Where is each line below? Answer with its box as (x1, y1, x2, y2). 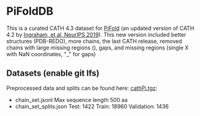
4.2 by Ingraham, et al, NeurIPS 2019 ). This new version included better (6, 31, 187, 38)
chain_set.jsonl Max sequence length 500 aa (15, 96, 128, 103)
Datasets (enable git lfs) (6, 68, 100, 79)
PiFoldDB (6, 4, 54, 18)
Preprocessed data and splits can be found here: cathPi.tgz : (6, 84, 158, 92)
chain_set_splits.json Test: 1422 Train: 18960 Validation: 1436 (15, 103, 169, 110)
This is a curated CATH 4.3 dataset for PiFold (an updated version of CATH (6, 24, 194, 32)
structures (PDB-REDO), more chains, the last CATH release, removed (6, 37, 182, 45)
